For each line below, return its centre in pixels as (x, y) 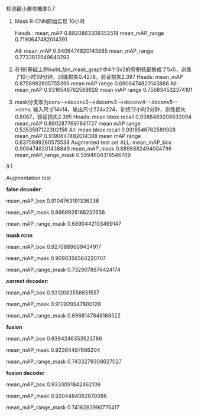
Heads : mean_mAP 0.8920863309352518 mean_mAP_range (89, 33)
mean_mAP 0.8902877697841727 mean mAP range (77, 124)
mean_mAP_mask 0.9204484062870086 (57, 396)
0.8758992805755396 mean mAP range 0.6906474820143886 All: (96, 84)
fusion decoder (25, 373)
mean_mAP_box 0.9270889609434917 (54, 247)
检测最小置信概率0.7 (31, 9)
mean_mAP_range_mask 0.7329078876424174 (64, 270)
